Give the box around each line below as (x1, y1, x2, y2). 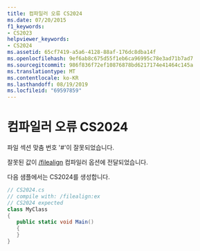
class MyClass (7, 205, 48, 213)
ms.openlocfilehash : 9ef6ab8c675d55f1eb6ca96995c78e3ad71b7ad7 (7, 55, 194, 62)
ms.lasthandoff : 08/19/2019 (7, 81, 89, 88)
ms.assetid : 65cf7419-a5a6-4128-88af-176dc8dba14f (7, 49, 156, 56)
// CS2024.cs (7, 187, 45, 194)
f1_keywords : (7, 23, 45, 30)
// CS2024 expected (7, 199, 64, 206)
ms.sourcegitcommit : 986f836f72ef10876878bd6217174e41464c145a (7, 62, 194, 68)
